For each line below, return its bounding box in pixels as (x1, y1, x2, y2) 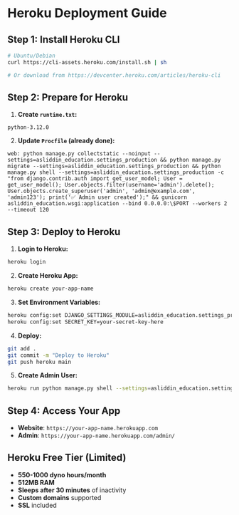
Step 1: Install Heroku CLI (7, 33, 120, 46)
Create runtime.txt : (17, 110, 78, 119)
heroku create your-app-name (7, 285, 94, 293)
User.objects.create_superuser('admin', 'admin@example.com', (7, 187, 196, 195)
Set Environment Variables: (17, 298, 101, 306)
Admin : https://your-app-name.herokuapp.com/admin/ (17, 431, 176, 439)
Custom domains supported (17, 493, 102, 501)
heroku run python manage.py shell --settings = (7, 385, 152, 392)
